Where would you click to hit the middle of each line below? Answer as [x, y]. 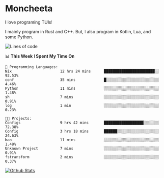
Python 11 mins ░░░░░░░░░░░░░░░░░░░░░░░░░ [82, 88]
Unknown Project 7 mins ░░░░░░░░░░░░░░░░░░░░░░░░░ [82, 148]
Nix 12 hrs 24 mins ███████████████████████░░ [82, 71]
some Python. [19, 37]
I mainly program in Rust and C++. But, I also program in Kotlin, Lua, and [78, 31]
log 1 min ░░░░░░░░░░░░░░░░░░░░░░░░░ [82, 105]
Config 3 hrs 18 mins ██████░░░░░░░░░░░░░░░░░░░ [82, 131]
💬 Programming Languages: [31, 67]
